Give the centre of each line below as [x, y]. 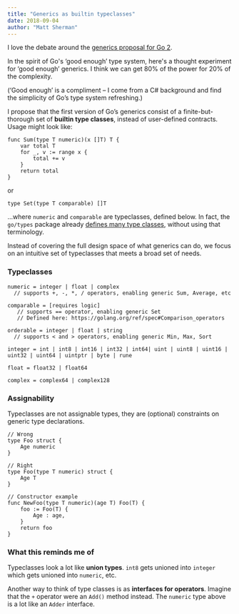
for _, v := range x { [54, 153]
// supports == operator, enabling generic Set [89, 312]
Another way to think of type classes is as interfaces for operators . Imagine [119, 589]
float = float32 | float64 [47, 368]
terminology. [26, 232]
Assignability [31, 398]
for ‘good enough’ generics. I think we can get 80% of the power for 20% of [119, 69]
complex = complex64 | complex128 [59, 380]
